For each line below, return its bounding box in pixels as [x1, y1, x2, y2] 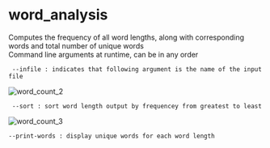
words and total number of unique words [8, 40, 144, 50]
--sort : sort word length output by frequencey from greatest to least [11, 102, 263, 110]
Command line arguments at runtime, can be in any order [8, 49, 199, 59]
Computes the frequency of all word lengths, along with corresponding [8, 32, 245, 42]
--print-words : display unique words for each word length [8, 132, 216, 140]
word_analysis [8, 6, 108, 24]
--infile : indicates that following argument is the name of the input [11, 65, 263, 74]
